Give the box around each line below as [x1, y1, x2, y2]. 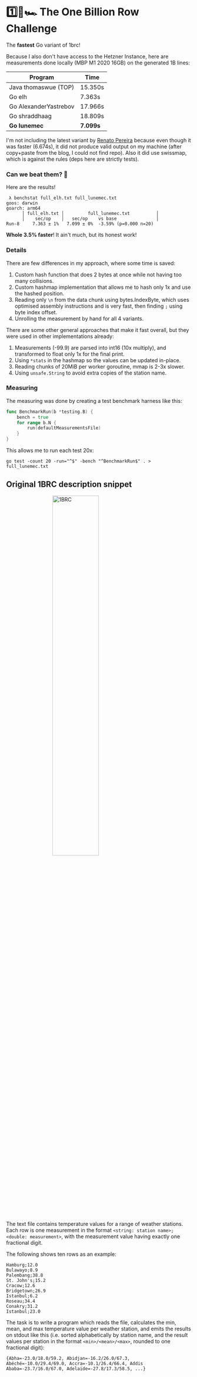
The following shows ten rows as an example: [6, 1251, 116, 1258]
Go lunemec [9, 121, 44, 129]
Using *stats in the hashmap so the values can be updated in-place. [14, 356, 181, 364]
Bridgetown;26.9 [6, 1288, 46, 1294]
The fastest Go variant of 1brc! [6, 41, 81, 48]
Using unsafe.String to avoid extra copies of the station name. [14, 369, 166, 376]
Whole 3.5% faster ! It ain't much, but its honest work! [6, 232, 137, 239]
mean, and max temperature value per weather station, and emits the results [6, 1325, 191, 1332]
